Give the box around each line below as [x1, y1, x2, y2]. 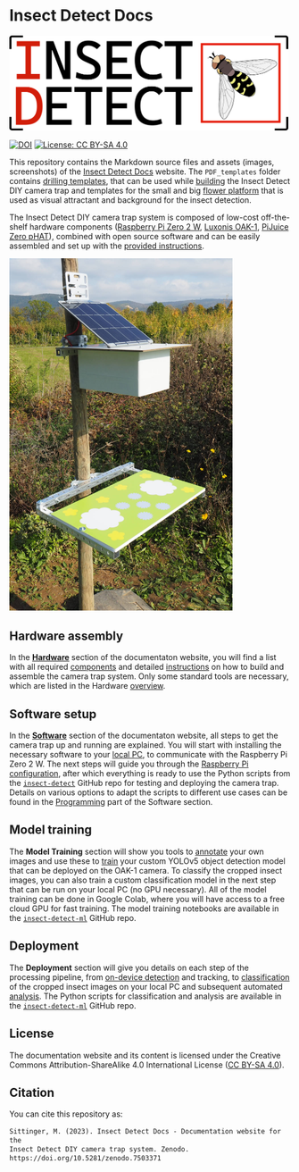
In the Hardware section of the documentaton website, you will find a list [9, 652, 277, 663]
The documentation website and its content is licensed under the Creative [9, 1050, 281, 1060]
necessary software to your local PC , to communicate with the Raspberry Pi [9, 749, 288, 760]
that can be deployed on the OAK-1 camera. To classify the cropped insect [9, 865, 283, 875]
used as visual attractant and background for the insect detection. [9, 195, 252, 205]
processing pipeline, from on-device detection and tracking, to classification [9, 971, 290, 983]
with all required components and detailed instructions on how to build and [9, 662, 285, 673]
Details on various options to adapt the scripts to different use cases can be [9, 787, 288, 798]
